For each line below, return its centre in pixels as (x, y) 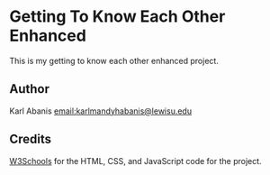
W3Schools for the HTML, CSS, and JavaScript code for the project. (136, 161)
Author (29, 89)
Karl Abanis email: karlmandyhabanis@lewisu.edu (100, 111)
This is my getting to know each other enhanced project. (114, 60)
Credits (31, 139)
